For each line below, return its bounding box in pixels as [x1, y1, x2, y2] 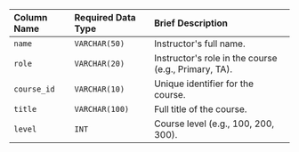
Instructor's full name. [154, 37, 246, 50]
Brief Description [154, 17, 229, 29]
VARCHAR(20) [74, 59, 125, 68]
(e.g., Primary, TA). [154, 63, 233, 75]
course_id [13, 84, 55, 94]
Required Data [74, 12, 136, 23]
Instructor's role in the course [154, 52, 278, 64]
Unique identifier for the [154, 77, 254, 90]
